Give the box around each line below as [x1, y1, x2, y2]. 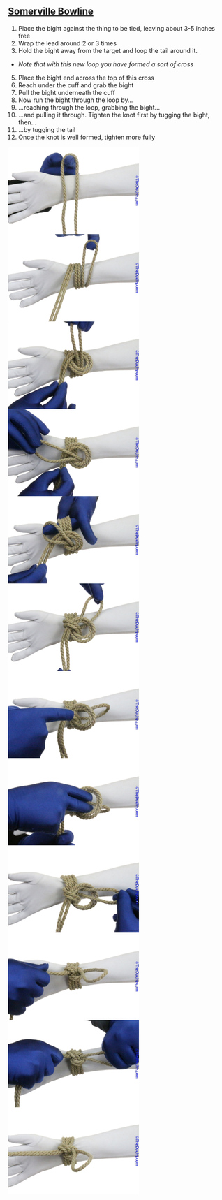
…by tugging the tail [17, 125, 76, 133]
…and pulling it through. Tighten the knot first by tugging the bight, [17, 110, 210, 119]
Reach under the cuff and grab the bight [17, 80, 134, 89]
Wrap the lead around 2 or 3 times [17, 38, 117, 47]
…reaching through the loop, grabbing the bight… [17, 103, 161, 111]
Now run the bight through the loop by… [17, 96, 133, 104]
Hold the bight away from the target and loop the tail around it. [17, 46, 198, 54]
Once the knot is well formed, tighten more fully [17, 133, 156, 141]
